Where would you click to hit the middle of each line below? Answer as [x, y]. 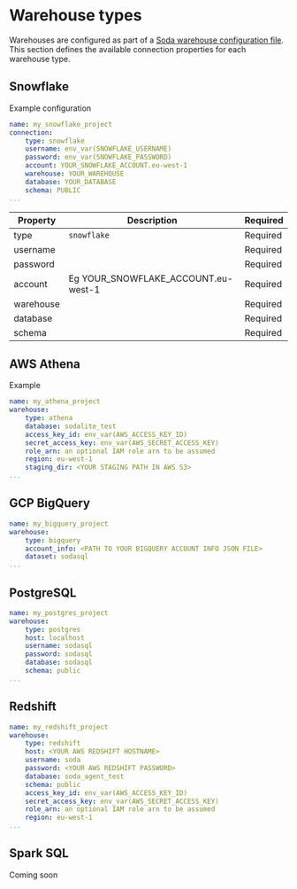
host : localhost [55, 638]
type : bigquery [53, 540]
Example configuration [50, 108]
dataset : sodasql [57, 557]
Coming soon [34, 875]
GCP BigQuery [50, 503]
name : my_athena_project [55, 402]
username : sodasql [59, 646]
